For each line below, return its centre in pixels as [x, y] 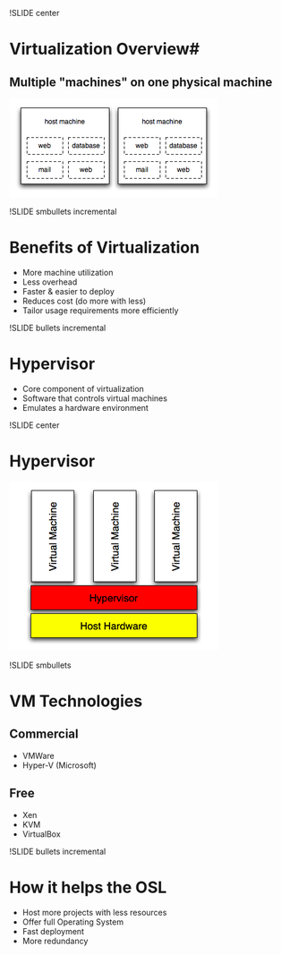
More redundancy [55, 941]
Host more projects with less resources [94, 912]
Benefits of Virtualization [104, 247]
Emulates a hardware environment [85, 407]
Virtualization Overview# [104, 49]
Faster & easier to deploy [68, 291]
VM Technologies [76, 701]
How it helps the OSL [88, 887]
